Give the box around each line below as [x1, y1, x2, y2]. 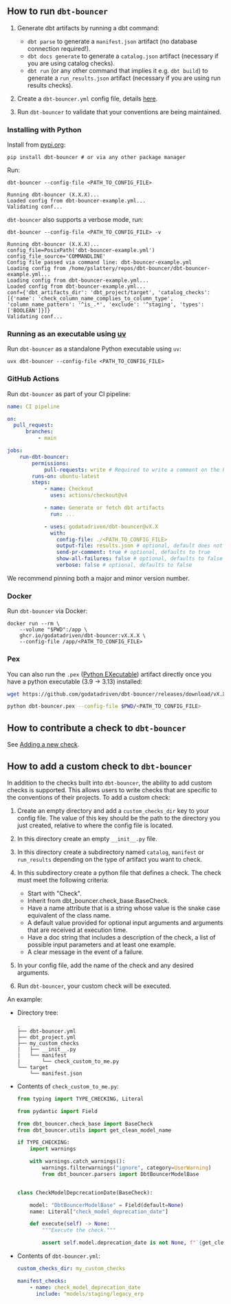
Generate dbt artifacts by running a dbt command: [16, 23, 159, 32]
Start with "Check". [27, 889, 82, 898]
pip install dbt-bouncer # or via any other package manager [7, 154, 186, 161]
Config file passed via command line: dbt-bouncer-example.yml [7, 259, 192, 266]
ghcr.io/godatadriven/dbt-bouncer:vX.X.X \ [19, 632, 146, 639]
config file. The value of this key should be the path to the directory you [16, 814, 221, 822]
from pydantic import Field [16, 1108, 98, 1115]
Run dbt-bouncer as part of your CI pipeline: [7, 389, 131, 398]
